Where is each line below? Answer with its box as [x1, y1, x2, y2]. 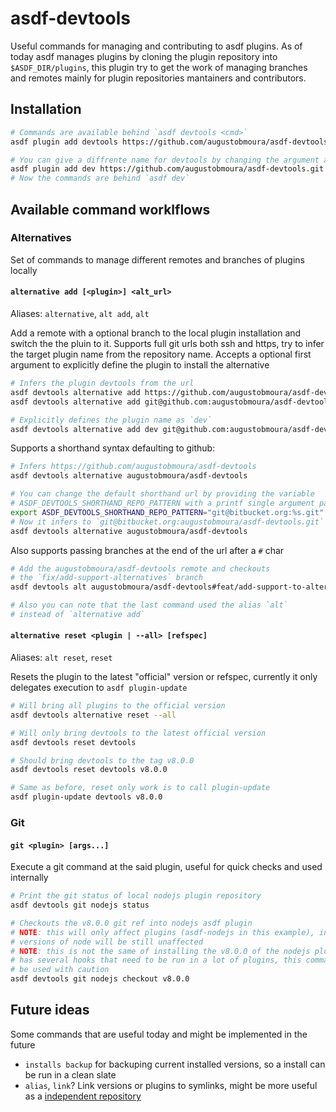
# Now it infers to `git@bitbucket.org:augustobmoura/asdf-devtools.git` [10, 517, 325, 527]
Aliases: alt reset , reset [10, 652, 113, 664]
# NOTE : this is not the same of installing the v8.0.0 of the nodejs [10, 946, 311, 956]
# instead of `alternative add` [10, 610, 145, 620]
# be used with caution [10, 965, 110, 975]
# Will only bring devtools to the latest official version [10, 728, 267, 738]
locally [10, 264, 38, 276]
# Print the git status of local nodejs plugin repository [10, 891, 262, 901]
